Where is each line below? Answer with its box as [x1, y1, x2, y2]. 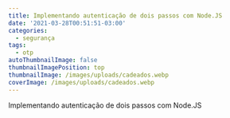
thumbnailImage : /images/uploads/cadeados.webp [8, 71, 170, 79]
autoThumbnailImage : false [8, 57, 98, 65]
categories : [8, 26, 48, 34]
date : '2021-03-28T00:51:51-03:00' [8, 19, 127, 27]
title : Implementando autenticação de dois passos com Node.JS [8, 11, 223, 20]
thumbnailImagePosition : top [8, 64, 105, 72]
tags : [8, 41, 26, 49]
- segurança [15, 33, 56, 42]
